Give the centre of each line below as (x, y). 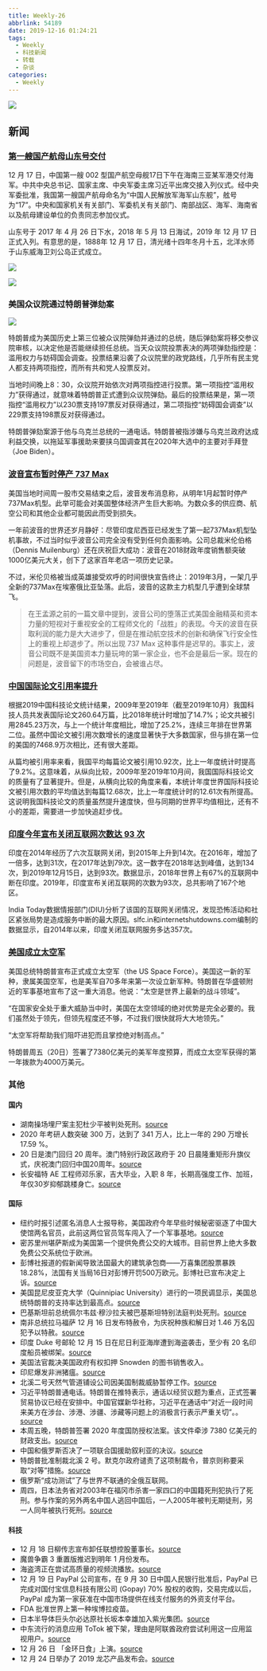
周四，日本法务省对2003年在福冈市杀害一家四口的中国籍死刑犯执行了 (133, 1490)
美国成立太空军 (37, 952)
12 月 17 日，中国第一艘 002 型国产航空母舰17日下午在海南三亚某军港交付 (128, 175)
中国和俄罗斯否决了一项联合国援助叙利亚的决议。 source (111, 1450)
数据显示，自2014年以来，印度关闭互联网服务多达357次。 (103, 930)
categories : (28, 75)
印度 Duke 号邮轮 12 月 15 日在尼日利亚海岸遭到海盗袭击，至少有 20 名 (134, 1342)
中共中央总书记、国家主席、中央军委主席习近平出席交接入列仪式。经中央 (140, 185)
